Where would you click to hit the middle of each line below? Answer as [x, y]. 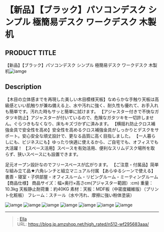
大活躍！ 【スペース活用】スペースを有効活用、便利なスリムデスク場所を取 [80, 148]
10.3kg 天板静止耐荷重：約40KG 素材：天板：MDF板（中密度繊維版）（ [76, 189]
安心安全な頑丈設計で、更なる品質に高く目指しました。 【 [80, 136]
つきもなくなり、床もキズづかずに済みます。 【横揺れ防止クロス [86, 124]
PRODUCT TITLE [31, 53]
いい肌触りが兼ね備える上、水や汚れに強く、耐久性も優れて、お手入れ [88, 105]
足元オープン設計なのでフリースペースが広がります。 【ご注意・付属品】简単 [82, 165]
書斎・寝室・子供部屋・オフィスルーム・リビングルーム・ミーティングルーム [82, 177]
